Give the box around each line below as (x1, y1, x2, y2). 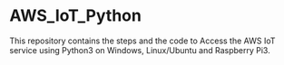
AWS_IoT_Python (9, 5, 142, 26)
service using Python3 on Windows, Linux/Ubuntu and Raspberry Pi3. (9, 44, 270, 55)
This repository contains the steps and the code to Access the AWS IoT (9, 35, 276, 46)
